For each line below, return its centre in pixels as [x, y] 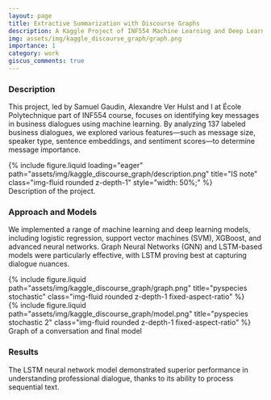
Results [23, 352]
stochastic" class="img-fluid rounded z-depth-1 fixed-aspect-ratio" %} [127, 297]
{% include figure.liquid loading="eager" [76, 166]
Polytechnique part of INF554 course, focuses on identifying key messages [134, 116]
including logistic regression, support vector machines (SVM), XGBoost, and [135, 238]
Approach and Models [53, 213]
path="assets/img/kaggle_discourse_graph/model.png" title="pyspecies [128, 314]
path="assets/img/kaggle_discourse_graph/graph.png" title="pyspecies [128, 288]
